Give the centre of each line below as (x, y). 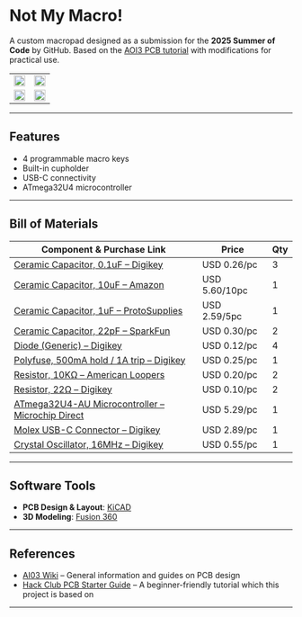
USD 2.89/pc (230, 430)
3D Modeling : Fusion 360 (70, 517)
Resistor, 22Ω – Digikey (63, 389)
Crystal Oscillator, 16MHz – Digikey (89, 444)
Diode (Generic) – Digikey (68, 345)
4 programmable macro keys (75, 158)
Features (35, 137)
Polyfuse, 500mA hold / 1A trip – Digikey (100, 360)
